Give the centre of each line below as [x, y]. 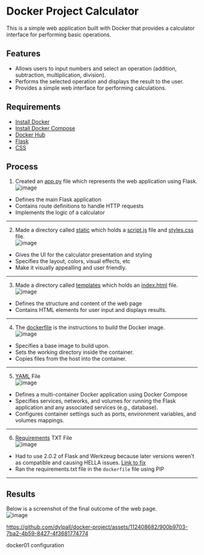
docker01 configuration [36, 545]
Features [23, 54]
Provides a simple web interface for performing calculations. [91, 88]
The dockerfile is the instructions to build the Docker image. [90, 328]
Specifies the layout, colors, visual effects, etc [73, 261]
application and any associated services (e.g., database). [87, 408]
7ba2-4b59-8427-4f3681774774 [47, 534]
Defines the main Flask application [58, 200]
